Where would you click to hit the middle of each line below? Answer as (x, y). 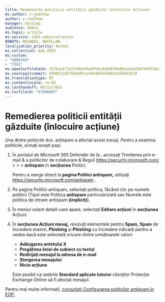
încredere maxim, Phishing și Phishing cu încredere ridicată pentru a (82, 229)
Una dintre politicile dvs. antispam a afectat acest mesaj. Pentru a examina (81, 140)
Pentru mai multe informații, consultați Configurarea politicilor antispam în (80, 289)
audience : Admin (22, 28)
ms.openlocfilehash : (26, 69)
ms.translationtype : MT (29, 78)
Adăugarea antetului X (43, 244)
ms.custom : (16, 55)
